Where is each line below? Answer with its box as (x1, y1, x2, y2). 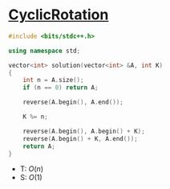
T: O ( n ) (19, 164, 44, 174)
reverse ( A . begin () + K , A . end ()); (22, 134, 138, 142)
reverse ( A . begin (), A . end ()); (22, 98, 124, 106)
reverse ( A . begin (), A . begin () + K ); (22, 127, 146, 135)
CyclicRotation (8, 6, 109, 24)
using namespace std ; (8, 47, 81, 55)
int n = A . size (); (22, 76, 84, 84)
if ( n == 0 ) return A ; (22, 84, 99, 92)
